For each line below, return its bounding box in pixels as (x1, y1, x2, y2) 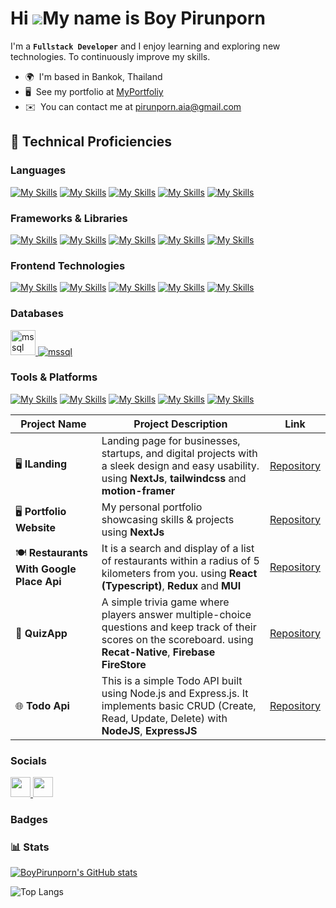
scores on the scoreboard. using (101, 632, 254, 646)
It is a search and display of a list (101, 541, 255, 555)
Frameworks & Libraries (10, 211, 128, 225)
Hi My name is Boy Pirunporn (10, 7, 266, 30)
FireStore (101, 657, 147, 671)
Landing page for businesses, (101, 433, 241, 447)
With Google (15, 562, 77, 576)
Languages (10, 163, 67, 177)
